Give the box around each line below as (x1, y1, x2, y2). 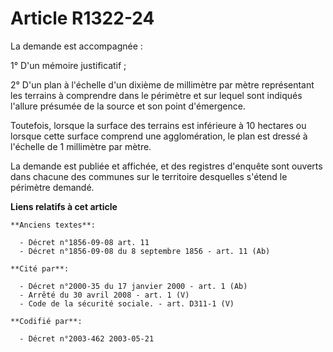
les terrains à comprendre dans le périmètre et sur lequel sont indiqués (10, 89, 303, 101)
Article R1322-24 (10, 7, 155, 30)
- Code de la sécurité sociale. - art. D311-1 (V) (19, 298, 235, 309)
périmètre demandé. (10, 181, 95, 193)
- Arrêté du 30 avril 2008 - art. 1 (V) (19, 290, 190, 300)
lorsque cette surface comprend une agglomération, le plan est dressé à (10, 130, 308, 142)
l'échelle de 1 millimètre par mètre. (10, 140, 152, 152)
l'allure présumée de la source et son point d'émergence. (10, 100, 246, 112)
